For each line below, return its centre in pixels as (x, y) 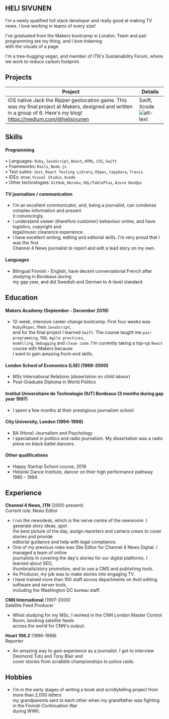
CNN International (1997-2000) (38, 600)
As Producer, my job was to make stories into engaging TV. (73, 574)
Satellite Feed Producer (29, 605)
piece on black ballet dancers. (44, 443)
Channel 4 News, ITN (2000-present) (45, 505)
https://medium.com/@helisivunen (49, 119)
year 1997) (17, 399)
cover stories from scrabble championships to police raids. (73, 661)
